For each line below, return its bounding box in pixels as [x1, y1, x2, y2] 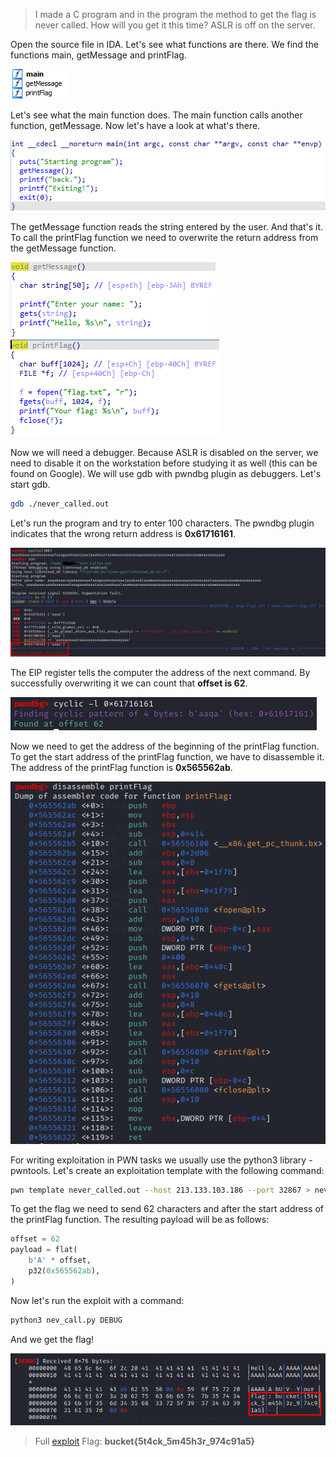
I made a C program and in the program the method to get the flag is [34, 9, 317, 20]
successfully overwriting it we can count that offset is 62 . [10, 677, 248, 689]
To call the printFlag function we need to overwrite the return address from [10, 231, 319, 243]
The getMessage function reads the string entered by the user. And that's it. [10, 220, 324, 233]
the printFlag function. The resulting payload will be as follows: [10, 1214, 270, 1226]
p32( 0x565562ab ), [28, 1266, 101, 1276]
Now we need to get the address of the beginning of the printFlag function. [10, 740, 320, 752]
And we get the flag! [10, 1333, 95, 1345]
